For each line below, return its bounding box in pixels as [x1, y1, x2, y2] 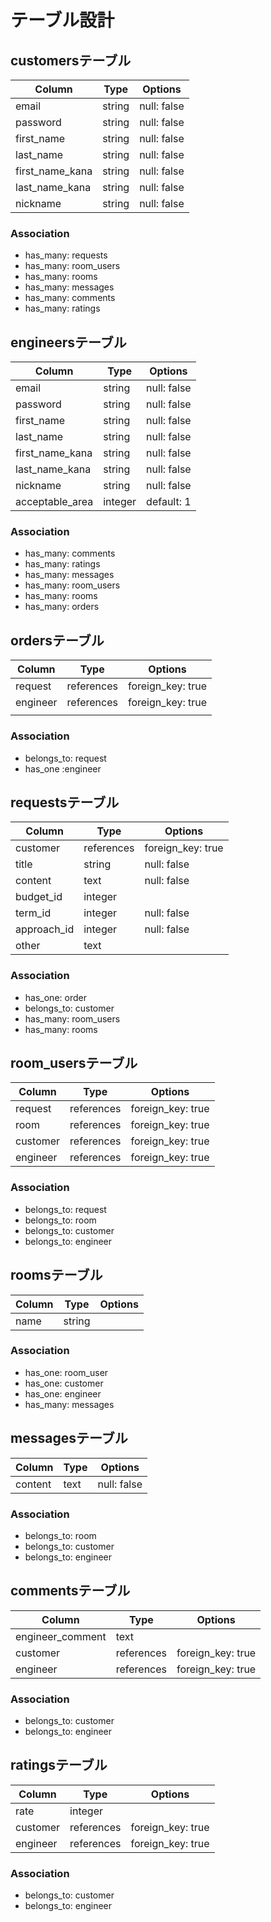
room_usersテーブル [10, 1055, 138, 1072]
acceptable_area [15, 495, 94, 509]
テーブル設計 [10, 9, 115, 32]
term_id [15, 906, 52, 920]
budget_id [15, 890, 63, 904]
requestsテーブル [10, 794, 120, 811]
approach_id [15, 922, 75, 936]
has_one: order [24, 991, 87, 1003]
